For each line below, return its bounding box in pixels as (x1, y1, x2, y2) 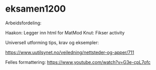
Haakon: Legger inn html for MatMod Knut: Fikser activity (5, 29, 125, 36)
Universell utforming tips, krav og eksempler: (5, 39, 99, 46)
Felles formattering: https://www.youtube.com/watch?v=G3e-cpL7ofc (5, 59, 151, 65)
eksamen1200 (5, 3, 66, 15)
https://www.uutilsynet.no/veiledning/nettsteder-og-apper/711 (5, 49, 134, 55)
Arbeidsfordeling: (5, 20, 42, 26)
